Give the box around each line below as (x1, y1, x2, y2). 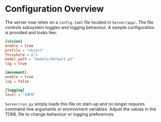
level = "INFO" (5, 92, 36, 97)
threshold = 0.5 (5, 52, 38, 57)
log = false (5, 79, 29, 84)
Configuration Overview (5, 3, 104, 14)
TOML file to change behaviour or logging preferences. (5, 111, 115, 117)
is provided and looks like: (5, 29, 57, 35)
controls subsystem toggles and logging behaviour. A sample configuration (5, 24, 155, 30)
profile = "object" (5, 48, 44, 53)
